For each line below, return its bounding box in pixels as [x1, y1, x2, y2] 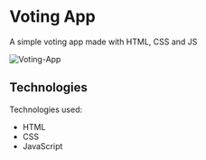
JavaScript [22, 140, 63, 151]
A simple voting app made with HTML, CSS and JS [9, 36, 198, 47]
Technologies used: [9, 104, 83, 115]
